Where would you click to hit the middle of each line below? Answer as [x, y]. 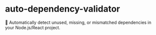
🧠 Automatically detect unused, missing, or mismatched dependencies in [78, 22]
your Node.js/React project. [33, 27]
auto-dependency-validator [63, 9]
